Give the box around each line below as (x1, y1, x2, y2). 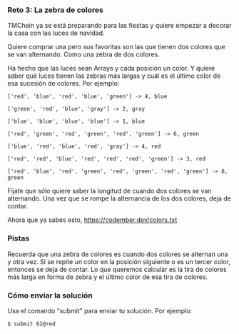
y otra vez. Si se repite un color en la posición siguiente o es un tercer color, (7, 257, 230, 265)
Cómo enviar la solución (7, 290, 93, 300)
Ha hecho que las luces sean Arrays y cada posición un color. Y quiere (7, 64, 215, 73)
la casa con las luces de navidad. (7, 29, 105, 37)
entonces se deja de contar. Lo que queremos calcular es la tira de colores (7, 265, 227, 273)
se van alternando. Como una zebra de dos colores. (7, 50, 160, 59)
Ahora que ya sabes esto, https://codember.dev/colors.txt (7, 216, 178, 224)
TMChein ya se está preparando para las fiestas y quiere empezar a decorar (7, 21, 232, 30)
